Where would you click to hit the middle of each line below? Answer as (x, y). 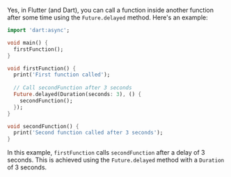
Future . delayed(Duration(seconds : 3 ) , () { (77, 94)
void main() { (28, 43)
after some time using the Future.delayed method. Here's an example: (107, 17)
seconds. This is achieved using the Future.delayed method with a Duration (116, 160)
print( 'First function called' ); (62, 75)
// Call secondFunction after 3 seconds (73, 88)
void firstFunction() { (42, 68)
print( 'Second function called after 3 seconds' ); (88, 133)
